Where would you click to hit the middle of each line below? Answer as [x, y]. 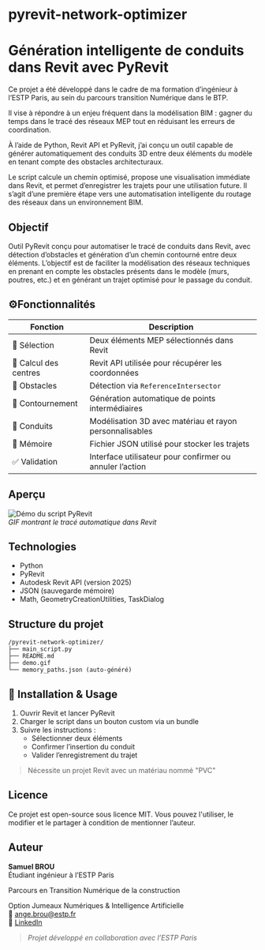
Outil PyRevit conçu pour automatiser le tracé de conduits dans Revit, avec [129, 246]
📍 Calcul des [35, 362]
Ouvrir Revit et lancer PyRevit [67, 713]
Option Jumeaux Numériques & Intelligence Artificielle [96, 905]
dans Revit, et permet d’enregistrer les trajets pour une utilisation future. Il [128, 186]
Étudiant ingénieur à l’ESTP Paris [61, 875]
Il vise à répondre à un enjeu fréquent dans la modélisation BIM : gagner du [130, 113]
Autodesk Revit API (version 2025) [75, 583]
